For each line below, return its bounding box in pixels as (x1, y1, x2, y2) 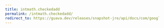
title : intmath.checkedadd (5, 7, 60, 12)
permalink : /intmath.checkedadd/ (5, 11, 73, 16)
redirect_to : (5, 16, 32, 20)
